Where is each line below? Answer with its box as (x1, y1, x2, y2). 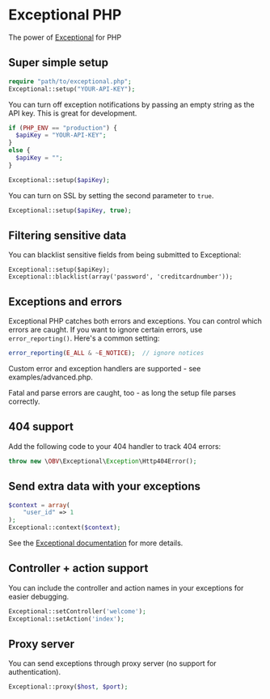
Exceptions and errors (8, 294, 123, 308)
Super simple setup (8, 56, 109, 70)
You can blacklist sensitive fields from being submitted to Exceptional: (8, 250, 242, 260)
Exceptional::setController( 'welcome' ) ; (8, 607, 147, 616)
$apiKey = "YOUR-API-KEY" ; (15, 131, 107, 139)
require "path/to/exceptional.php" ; (8, 77, 132, 86)
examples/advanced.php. (8, 372, 93, 382)
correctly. (8, 396, 40, 406)
